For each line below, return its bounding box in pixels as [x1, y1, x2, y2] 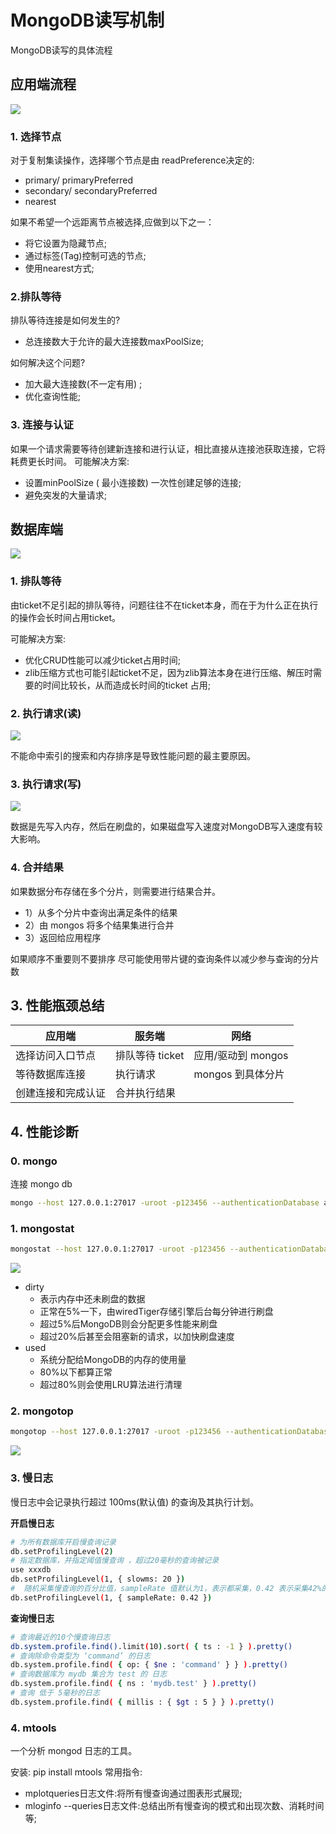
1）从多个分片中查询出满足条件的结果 [24, 906, 178, 918]
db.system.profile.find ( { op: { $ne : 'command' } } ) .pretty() [10, 1660, 288, 1670]
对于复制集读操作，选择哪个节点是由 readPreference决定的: [10, 154, 255, 166]
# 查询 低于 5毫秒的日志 [10, 1688, 100, 1698]
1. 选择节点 [10, 129, 62, 143]
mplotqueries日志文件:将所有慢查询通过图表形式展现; [24, 1787, 243, 1800]
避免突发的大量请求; [24, 489, 108, 501]
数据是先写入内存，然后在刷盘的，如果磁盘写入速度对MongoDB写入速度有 [10, 821, 315, 833]
